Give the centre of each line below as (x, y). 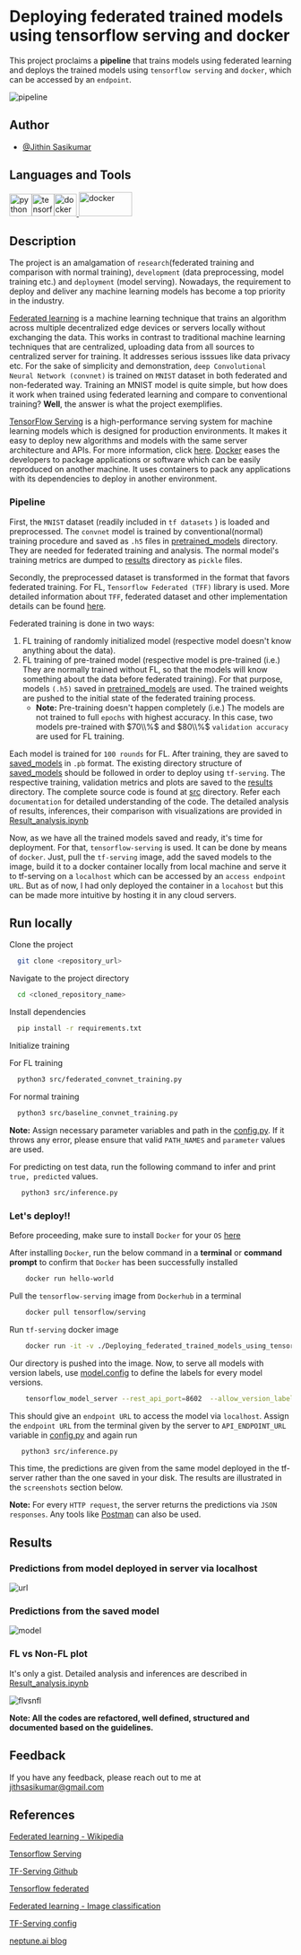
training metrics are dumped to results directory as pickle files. (126, 559)
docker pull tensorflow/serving (86, 1312)
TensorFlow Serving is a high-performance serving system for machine (141, 422)
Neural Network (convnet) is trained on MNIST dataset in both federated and (148, 375)
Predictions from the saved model (84, 1611)
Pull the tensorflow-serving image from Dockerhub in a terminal (125, 1296)
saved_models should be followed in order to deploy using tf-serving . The (147, 772)
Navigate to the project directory (69, 978)
